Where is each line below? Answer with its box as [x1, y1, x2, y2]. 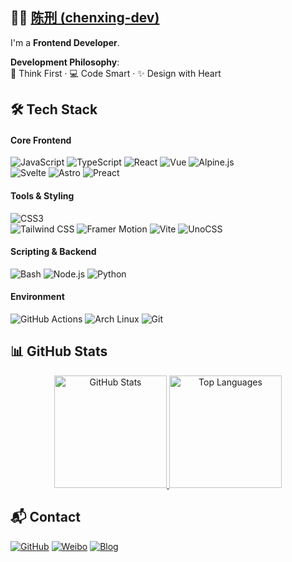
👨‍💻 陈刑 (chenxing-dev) [10, 9, 160, 27]
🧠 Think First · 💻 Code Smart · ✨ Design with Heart [10, 67, 222, 79]
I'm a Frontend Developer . [10, 36, 120, 48]
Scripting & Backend [10, 246, 97, 258]
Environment [10, 291, 65, 303]
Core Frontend [10, 134, 72, 146]
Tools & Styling [10, 190, 75, 202]
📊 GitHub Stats [10, 343, 108, 360]
